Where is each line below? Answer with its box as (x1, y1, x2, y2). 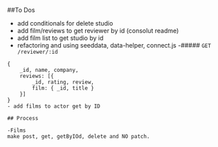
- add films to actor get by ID (7, 103, 100, 110)
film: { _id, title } (32, 85, 95, 92)
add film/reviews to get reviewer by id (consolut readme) (17, 27, 179, 35)
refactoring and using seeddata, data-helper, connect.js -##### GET (17, 41, 211, 49)
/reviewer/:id (17, 48, 58, 55)
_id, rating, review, (32, 79, 95, 86)
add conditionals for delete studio (17, 19, 113, 27)
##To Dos (7, 6, 35, 14)
